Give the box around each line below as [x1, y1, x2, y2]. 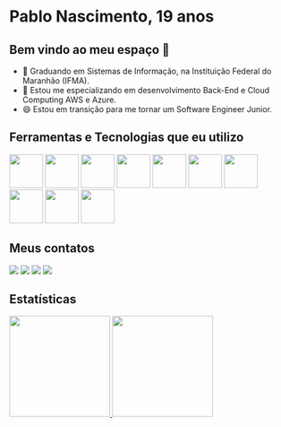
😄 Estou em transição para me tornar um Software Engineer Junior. [21, 104, 273, 114]
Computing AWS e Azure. [21, 94, 116, 105]
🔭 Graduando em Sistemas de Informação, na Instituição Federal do [21, 65, 272, 76]
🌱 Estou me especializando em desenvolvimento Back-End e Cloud [21, 85, 270, 95]
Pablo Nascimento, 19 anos [9, 6, 215, 27]
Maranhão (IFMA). [21, 75, 89, 86]
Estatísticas [9, 292, 77, 307]
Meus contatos [9, 240, 96, 257]
